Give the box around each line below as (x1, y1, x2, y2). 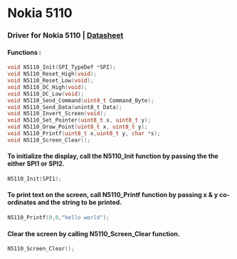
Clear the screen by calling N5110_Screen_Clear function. (7, 229, 180, 238)
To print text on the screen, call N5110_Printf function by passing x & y (7, 191, 218, 199)
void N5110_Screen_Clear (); (7, 137, 91, 144)
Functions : (7, 48, 41, 56)
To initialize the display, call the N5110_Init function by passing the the (7, 152, 218, 161)
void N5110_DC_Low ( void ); (7, 90, 84, 97)
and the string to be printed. (37, 198, 122, 207)
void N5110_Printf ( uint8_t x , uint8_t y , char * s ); (7, 130, 161, 137)
